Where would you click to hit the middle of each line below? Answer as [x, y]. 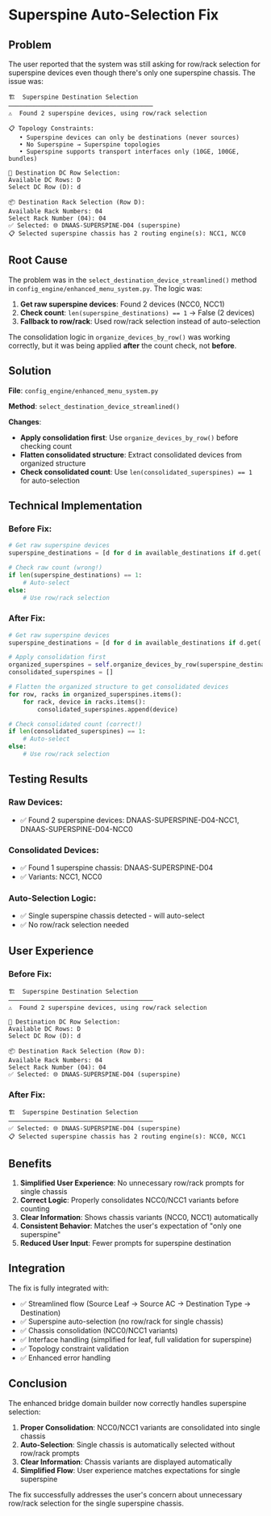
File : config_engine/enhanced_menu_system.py [83, 391]
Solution [30, 371]
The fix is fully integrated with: [59, 1288]
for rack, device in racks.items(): [85, 702]
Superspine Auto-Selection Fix [114, 15]
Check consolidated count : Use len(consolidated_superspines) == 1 [136, 471]
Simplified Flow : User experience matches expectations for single [130, 1470]
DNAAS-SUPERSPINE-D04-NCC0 [76, 829]
